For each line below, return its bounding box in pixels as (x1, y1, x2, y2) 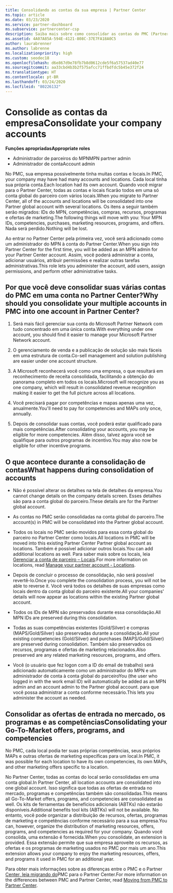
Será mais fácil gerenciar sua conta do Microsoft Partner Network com (12, 321, 163, 327)
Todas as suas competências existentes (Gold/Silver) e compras (12, 625, 149, 631)
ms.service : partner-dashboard (5, 22, 73, 27)
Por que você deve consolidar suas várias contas (5, 283, 166, 291)
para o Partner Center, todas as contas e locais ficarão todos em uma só (5, 187, 159, 193)
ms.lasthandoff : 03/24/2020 (5, 79, 66, 84)
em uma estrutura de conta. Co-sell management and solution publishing (12, 353, 166, 359)
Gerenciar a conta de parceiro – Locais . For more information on (12, 556, 148, 563)
